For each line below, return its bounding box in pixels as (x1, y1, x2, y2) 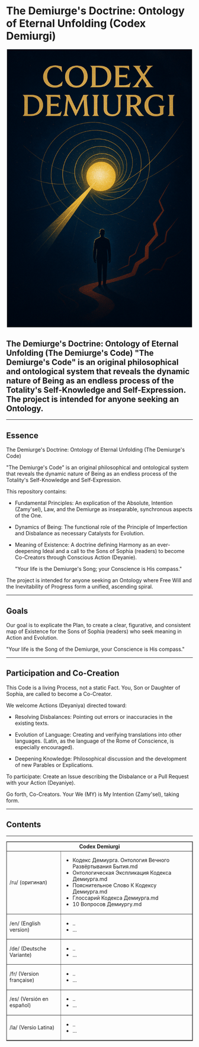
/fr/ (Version (9, 970, 40, 978)
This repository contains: (6, 488, 67, 495)
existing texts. (14, 720, 49, 727)
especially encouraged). (14, 743, 74, 750)
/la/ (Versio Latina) (9, 1024, 55, 1031)
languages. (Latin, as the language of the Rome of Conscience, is (14, 737, 174, 744)
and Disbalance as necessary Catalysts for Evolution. (14, 530, 145, 537)
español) (9, 1002, 31, 1009)
